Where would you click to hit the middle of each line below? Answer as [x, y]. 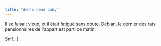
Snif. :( [12, 39]
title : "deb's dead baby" [32, 10]
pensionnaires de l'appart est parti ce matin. [51, 29]
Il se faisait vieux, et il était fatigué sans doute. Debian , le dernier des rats [80, 24]
